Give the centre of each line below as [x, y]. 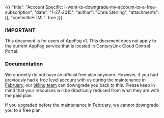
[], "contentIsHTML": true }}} [34, 17]
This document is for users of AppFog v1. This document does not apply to [81, 41]
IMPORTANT [20, 30]
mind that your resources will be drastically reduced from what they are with [82, 90]
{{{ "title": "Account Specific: [34, 7]
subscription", [19, 12]
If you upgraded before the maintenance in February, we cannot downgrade [82, 105]
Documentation [24, 64]
